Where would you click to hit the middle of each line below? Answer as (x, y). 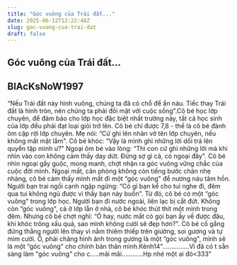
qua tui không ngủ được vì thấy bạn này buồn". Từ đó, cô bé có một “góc (113, 194)
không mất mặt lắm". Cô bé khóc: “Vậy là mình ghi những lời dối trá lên (110, 141)
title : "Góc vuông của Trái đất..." (61, 14)
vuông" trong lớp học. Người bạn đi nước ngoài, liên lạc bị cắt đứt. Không (114, 201)
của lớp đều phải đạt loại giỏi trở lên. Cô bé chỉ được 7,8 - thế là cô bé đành (117, 126)
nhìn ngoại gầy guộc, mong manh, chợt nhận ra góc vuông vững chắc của (115, 164)
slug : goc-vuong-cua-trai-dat (52, 27)
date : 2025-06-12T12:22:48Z (49, 21)
